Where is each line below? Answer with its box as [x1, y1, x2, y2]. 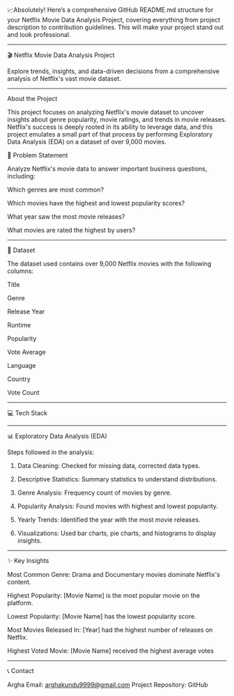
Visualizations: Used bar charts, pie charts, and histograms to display [17, 529, 217, 537]
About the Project [7, 95, 58, 102]
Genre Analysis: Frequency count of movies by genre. [17, 488, 172, 497]
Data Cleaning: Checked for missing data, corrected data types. [17, 462, 201, 470]
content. [7, 578, 31, 586]
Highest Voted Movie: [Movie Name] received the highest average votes [7, 647, 214, 655]
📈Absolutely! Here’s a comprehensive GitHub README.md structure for [7, 6, 214, 14]
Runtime [7, 321, 31, 329]
